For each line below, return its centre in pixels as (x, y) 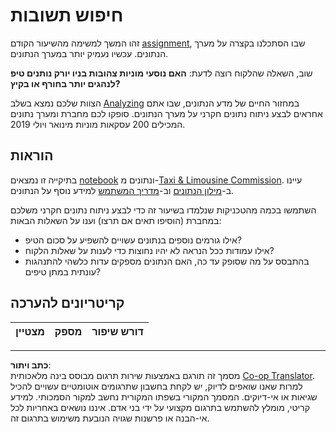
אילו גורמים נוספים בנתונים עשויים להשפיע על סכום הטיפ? (133, 240)
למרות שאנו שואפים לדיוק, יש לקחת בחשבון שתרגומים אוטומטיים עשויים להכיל (156, 386)
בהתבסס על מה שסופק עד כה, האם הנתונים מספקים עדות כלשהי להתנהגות (167, 261)
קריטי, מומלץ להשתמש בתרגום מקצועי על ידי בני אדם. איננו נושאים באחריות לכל (160, 407)
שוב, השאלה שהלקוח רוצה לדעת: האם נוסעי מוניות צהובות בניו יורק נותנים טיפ (161, 73)
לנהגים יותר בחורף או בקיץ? (65, 83)
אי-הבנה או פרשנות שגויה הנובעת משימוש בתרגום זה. (110, 418)
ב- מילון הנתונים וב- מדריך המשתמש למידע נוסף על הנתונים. (122, 190)
